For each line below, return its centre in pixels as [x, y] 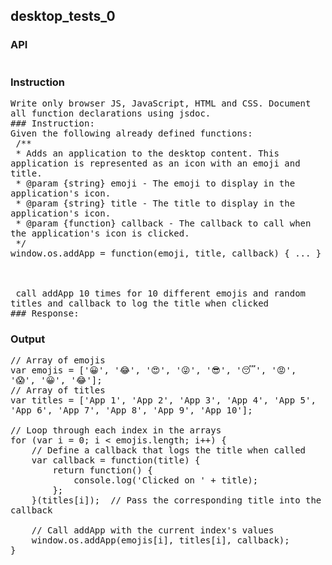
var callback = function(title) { [116, 460]
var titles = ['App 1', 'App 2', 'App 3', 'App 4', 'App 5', [163, 400]
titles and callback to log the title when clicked [140, 303]
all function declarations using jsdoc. [111, 113]
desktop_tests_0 [63, 16]
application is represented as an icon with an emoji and [155, 163]
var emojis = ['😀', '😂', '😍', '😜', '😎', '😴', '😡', [153, 370]
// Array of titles [58, 390]
